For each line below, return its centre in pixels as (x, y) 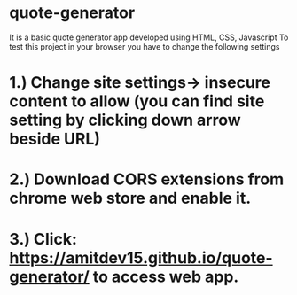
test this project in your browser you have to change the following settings (145, 46)
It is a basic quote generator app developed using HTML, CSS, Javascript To (149, 37)
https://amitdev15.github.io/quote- (141, 257)
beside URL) (55, 139)
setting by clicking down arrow (125, 120)
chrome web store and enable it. (130, 198)
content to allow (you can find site (137, 101)
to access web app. (166, 276)
